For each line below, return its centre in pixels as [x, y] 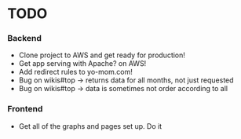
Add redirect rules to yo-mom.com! [75, 72]
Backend [25, 38]
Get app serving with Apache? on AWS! [82, 64]
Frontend [25, 109]
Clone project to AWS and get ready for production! [102, 55]
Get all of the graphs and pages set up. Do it [90, 126]
